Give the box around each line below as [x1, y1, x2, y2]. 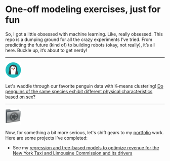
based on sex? [5, 94, 36, 100]
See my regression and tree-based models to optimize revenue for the [12, 144, 159, 150]
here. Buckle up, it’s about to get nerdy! [5, 47, 88, 53]
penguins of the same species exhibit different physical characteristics [5, 88, 153, 94]
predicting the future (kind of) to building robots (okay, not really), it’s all [5, 42, 155, 48]
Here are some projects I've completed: [5, 135, 88, 141]
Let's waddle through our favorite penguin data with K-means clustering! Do [5, 83, 163, 89]
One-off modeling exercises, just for [5, 4, 161, 15]
